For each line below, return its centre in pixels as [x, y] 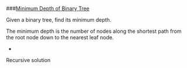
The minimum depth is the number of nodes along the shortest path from [94, 31]
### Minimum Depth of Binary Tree [48, 8]
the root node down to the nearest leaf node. [60, 37]
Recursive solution [28, 60]
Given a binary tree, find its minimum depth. [59, 20]
